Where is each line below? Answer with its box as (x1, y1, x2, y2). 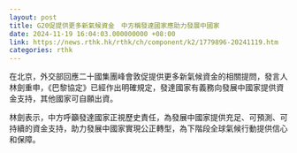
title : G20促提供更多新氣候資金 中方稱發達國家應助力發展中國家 (9, 21, 220, 30)
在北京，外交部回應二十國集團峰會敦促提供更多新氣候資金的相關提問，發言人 (9, 72, 288, 82)
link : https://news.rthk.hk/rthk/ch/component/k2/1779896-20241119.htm (9, 37, 278, 47)
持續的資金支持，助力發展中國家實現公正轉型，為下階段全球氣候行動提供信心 (9, 123, 288, 134)
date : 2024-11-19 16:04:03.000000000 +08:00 (9, 29, 176, 38)
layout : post (9, 12, 57, 22)
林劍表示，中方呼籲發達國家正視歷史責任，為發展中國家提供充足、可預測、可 (9, 112, 288, 123)
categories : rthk (9, 46, 73, 55)
